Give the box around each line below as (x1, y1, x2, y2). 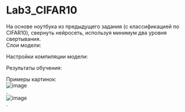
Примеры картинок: (6, 76, 57, 83)
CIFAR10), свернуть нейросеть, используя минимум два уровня (6, 29, 167, 36)
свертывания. (6, 35, 41, 42)
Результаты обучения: (6, 64, 62, 71)
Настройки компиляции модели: (6, 53, 88, 60)
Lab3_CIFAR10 (6, 4, 78, 17)
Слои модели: (6, 42, 41, 49)
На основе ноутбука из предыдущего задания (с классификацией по (6, 23, 180, 30)
